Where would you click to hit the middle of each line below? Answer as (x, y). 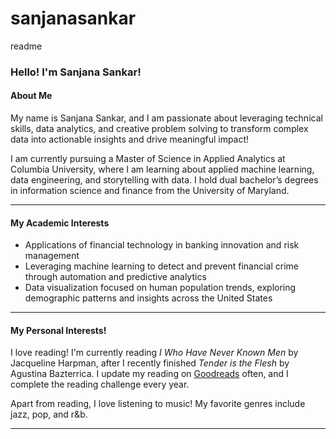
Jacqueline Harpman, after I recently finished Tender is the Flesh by (150, 363)
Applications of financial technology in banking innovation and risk (162, 245)
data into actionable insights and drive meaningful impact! (130, 139)
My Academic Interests (60, 223)
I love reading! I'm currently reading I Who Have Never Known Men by (154, 353)
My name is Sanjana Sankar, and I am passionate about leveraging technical (166, 118)
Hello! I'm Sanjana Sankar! (76, 72)
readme (26, 46)
